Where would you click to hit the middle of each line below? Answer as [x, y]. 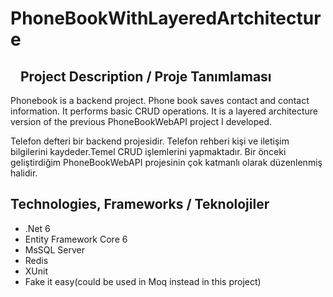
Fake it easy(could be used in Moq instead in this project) [143, 281]
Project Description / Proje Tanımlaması [146, 76]
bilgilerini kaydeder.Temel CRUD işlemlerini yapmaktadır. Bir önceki [148, 151]
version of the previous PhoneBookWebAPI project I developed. [141, 121]
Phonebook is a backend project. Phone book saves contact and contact [160, 100]
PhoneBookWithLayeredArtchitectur [166, 18]
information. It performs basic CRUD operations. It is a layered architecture [164, 111]
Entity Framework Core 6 [76, 239]
